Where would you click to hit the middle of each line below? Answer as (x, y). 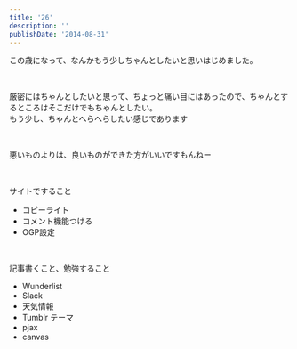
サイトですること (40, 191)
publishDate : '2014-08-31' (59, 34)
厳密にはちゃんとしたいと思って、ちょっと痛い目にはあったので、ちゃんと (145, 97)
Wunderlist (42, 287)
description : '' (39, 26)
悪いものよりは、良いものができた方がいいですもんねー (110, 155)
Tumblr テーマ (48, 318)
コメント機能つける (57, 221)
